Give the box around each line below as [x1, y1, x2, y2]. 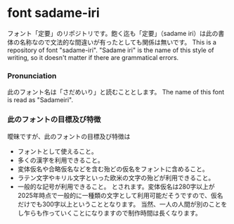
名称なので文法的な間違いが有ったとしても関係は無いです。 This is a [19, 37, 216, 46]
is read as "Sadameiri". [7, 96, 74, 104]
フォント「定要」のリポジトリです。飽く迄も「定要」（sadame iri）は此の [7, 29, 219, 37]
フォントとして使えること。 [17, 147, 98, 156]
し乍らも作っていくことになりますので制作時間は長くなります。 [17, 209, 202, 217]
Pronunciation [7, 70, 57, 80]
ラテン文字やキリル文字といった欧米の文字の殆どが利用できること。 [17, 173, 215, 182]
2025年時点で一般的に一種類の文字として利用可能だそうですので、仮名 [17, 191, 223, 199]
